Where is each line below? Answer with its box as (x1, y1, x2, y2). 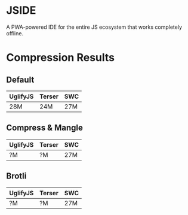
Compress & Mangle (6, 123, 84, 133)
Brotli (6, 171, 27, 181)
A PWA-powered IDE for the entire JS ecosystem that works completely (6, 23, 183, 31)
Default (6, 74, 35, 84)
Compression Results (6, 51, 115, 65)
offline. (6, 29, 24, 37)
